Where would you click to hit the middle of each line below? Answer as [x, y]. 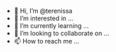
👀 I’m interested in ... [44, 18]
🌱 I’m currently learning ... [51, 26]
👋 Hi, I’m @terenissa [43, 11]
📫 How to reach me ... [46, 41]
